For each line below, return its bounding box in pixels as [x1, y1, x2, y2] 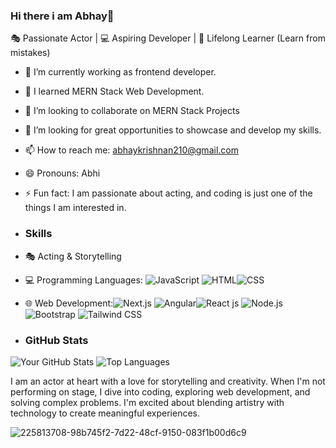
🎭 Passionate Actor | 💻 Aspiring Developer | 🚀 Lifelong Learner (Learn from [10, 32, 326, 44]
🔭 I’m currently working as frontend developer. [24, 66, 217, 78]
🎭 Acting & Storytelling [24, 250, 122, 262]
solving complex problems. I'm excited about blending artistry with [10, 396, 285, 408]
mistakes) [10, 47, 51, 59]
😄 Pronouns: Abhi [24, 167, 101, 179]
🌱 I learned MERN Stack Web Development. [24, 85, 205, 98]
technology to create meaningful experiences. [10, 407, 201, 419]
